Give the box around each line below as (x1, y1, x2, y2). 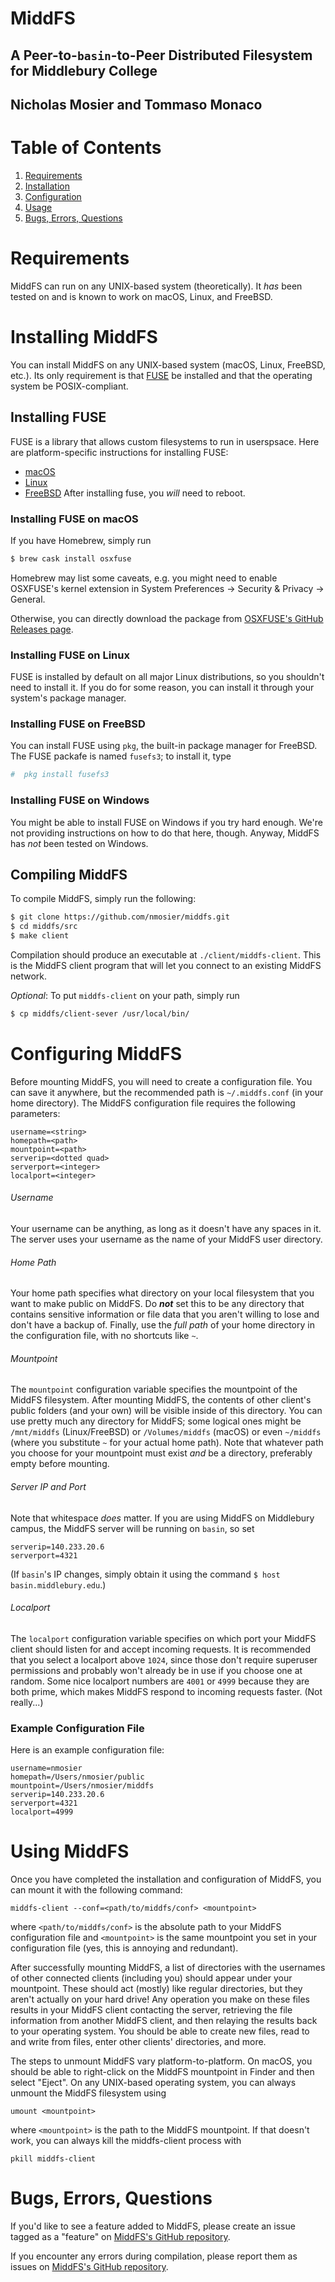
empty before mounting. (10, 1458, 110, 1470)
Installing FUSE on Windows (10, 793, 150, 807)
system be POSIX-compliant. (10, 380, 129, 392)
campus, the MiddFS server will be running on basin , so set (10, 1522, 255, 1534)
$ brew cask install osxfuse (10, 553, 132, 564)
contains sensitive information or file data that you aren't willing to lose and (10, 1308, 320, 1321)
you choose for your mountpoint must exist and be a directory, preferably (10, 1447, 313, 1459)
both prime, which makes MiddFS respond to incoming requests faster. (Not (10, 1685, 323, 1697)
